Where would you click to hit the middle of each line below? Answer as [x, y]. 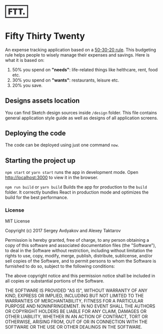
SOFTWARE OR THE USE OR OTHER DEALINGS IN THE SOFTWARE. [74, 327]
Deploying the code [35, 133]
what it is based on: [25, 60]
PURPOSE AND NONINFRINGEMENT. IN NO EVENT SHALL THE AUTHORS [80, 306]
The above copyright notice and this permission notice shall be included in [80, 276]
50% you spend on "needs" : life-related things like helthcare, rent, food [85, 70]
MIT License [18, 221]
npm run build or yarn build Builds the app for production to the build [76, 187]
